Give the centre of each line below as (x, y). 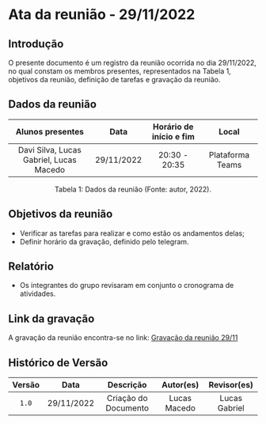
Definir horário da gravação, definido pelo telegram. (104, 241)
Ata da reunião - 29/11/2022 (102, 15)
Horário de (173, 127)
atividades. (38, 293)
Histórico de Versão (58, 363)
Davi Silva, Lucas (50, 150)
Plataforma (229, 154)
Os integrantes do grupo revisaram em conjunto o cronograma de (127, 286)
